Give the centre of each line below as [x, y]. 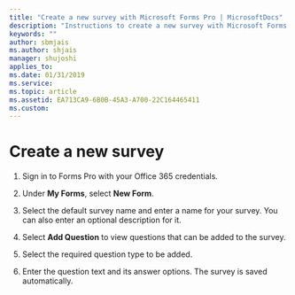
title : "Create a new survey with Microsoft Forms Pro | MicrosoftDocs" [146, 17]
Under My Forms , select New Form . [88, 194]
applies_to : [31, 67]
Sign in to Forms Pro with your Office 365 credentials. [120, 176]
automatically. [47, 281]
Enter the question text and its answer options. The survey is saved [144, 272]
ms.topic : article [43, 91]
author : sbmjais [39, 42]
